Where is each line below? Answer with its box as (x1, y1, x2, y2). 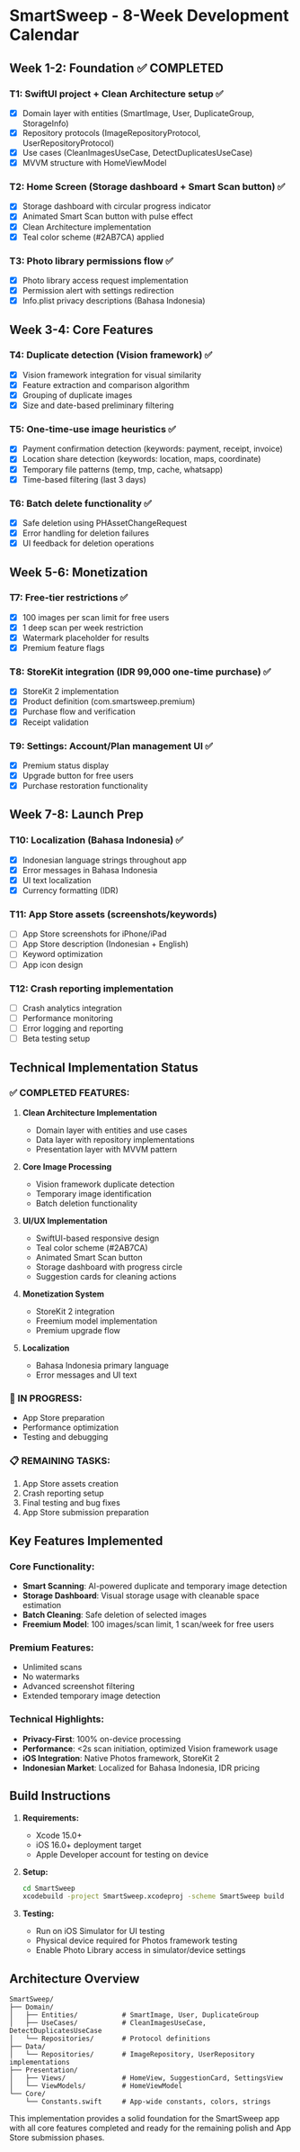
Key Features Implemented (9, 1533, 163, 1549)
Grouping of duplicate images (22, 389, 133, 401)
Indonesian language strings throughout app (22, 854, 187, 865)
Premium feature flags (22, 643, 105, 653)
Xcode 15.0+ (35, 1830, 83, 1840)
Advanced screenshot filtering (22, 1681, 135, 1692)
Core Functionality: (9, 1560, 95, 1572)
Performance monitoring (22, 1012, 114, 1023)
